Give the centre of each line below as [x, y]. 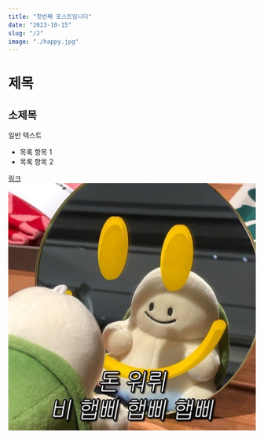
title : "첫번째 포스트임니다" [50, 16]
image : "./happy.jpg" [44, 42]
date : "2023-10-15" [40, 25]
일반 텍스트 [25, 135]
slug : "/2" [26, 33]
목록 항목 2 [36, 162]
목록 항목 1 [36, 152]
